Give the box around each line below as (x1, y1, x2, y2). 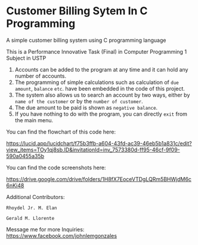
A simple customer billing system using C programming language (6, 36, 166, 44)
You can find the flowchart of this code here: (6, 128, 116, 135)
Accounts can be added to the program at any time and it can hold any (14, 66, 188, 73)
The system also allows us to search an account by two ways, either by (14, 91, 190, 98)
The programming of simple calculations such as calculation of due (14, 79, 179, 86)
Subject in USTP (6, 54, 47, 61)
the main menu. (14, 116, 54, 123)
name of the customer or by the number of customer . (14, 97, 143, 105)
